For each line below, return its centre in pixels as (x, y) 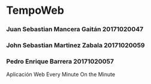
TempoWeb (35, 10)
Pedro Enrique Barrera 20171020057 (60, 61)
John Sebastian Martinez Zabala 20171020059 (75, 46)
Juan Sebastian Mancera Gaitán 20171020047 (75, 29)
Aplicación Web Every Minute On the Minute (61, 74)
